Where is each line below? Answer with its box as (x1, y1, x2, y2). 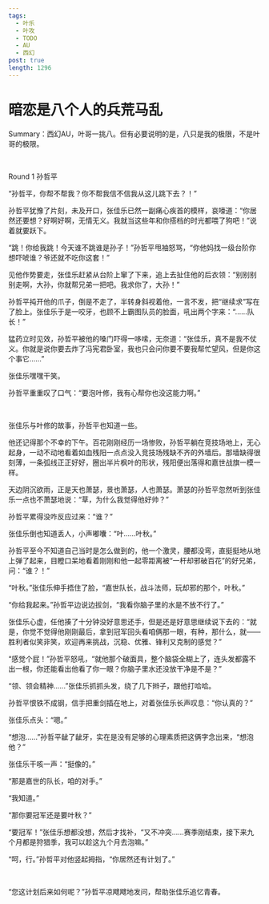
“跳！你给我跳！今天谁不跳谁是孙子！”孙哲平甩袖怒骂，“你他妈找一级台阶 (8, 242, 250, 252)
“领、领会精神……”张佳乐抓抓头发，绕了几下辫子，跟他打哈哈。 (8, 680, 216, 690)
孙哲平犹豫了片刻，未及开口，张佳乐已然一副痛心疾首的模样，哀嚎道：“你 (8, 205, 251, 215)
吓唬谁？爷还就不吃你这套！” (14, 252, 110, 262)
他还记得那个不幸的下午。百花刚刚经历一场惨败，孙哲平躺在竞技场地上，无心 (8, 438, 261, 447)
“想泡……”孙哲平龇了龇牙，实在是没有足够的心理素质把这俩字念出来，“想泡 (8, 732, 254, 741)
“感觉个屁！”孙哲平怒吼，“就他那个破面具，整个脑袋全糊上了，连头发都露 (8, 654, 250, 664)
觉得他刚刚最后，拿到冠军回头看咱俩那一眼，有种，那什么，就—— (42, 627, 261, 636)
